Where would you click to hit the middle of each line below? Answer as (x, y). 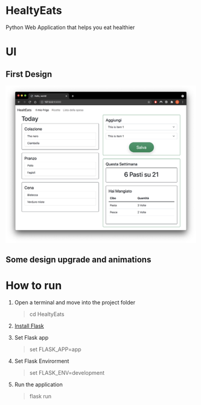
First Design (29, 74)
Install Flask (29, 326)
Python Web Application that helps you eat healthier (70, 27)
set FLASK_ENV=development (67, 373)
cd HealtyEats (47, 314)
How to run (34, 286)
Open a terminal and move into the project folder (75, 303)
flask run (40, 397)
